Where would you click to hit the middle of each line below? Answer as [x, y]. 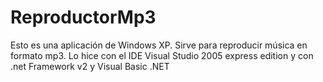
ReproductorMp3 [83, 17]
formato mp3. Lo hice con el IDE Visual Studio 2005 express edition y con [162, 55]
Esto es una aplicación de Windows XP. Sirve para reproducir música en [159, 45]
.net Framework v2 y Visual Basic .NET [90, 66]
